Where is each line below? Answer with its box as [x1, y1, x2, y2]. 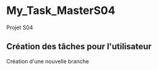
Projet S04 [6, 24, 34, 31]
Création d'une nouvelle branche [6, 57, 89, 65]
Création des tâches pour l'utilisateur [6, 41, 152, 52]
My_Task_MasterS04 [6, 4, 116, 18]
